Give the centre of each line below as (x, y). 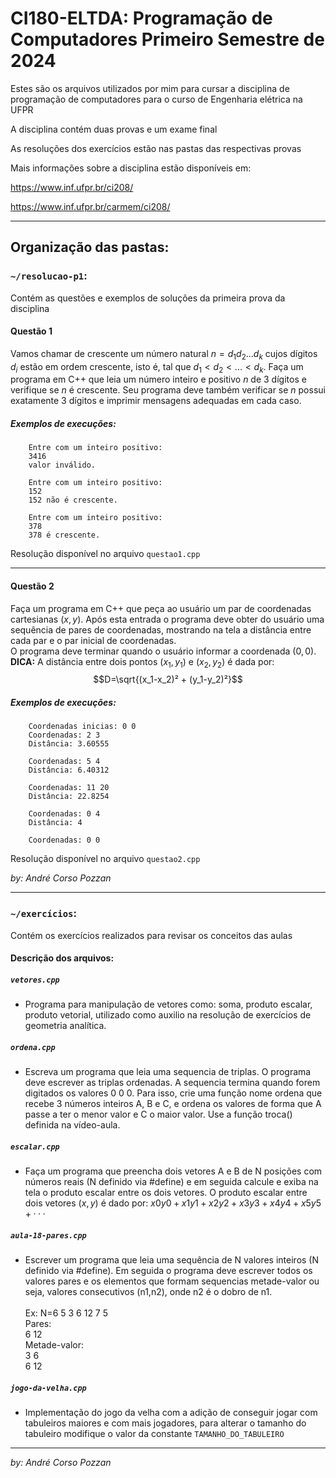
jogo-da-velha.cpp (48, 1388)
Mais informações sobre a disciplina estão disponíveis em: (131, 168)
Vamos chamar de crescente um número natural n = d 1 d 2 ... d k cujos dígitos (164, 354)
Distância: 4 (55, 823)
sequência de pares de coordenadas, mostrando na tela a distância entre (161, 629)
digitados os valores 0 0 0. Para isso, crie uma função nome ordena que (173, 1093)
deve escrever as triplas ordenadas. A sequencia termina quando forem (172, 1083)
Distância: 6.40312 (69, 770)
